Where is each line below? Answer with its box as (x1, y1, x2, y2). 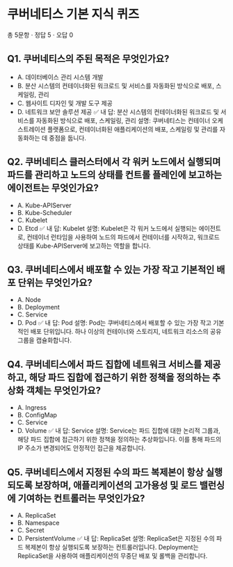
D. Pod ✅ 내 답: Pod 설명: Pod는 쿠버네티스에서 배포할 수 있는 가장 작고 (17, 319, 212, 327)
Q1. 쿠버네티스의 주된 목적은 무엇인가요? (7, 53, 170, 65)
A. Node (17, 296, 42, 304)
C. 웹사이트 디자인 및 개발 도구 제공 (17, 99, 113, 107)
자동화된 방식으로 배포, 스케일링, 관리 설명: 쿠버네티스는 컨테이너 (35, 116, 211, 125)
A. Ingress (17, 404, 47, 412)
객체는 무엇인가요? (26, 384, 101, 397)
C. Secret (17, 526, 45, 534)
